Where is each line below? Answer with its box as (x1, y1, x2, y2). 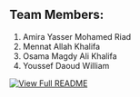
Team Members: (9, 7, 105, 23)
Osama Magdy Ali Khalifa (22, 50, 117, 62)
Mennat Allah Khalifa (22, 41, 101, 52)
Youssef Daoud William (22, 60, 110, 71)
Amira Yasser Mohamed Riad (22, 31, 132, 42)
